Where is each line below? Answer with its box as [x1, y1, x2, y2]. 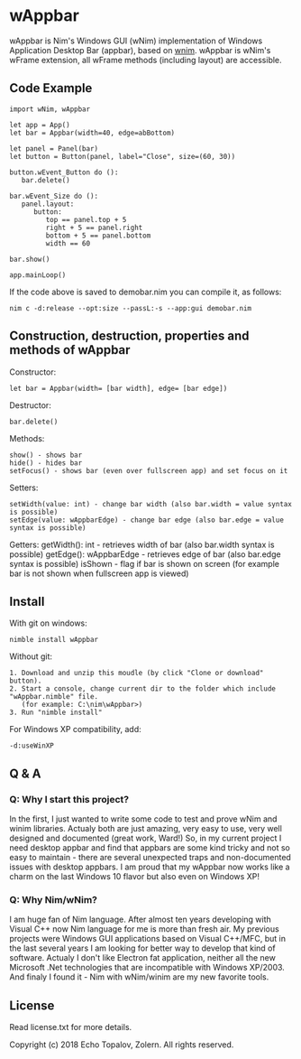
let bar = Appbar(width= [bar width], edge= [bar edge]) [9, 384, 228, 393]
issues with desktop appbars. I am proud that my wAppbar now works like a [9, 861, 290, 872]
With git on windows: [9, 618, 87, 628]
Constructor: [9, 367, 57, 377]
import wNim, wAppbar [9, 105, 91, 114]
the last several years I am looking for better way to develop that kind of [9, 943, 277, 953]
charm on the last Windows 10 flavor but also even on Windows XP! [9, 871, 260, 882]
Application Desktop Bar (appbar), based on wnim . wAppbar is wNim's [9, 44, 271, 55]
